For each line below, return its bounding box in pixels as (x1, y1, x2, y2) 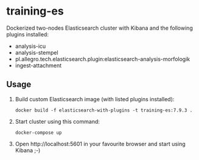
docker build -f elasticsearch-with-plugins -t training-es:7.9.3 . (15, 107, 193, 113)
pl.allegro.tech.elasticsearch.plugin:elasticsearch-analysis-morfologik (15, 55, 190, 62)
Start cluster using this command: (15, 118, 100, 125)
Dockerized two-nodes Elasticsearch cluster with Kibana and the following (6, 24, 193, 32)
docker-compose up (15, 129, 62, 136)
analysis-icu (15, 42, 46, 50)
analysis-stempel (15, 48, 59, 56)
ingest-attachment (15, 62, 62, 69)
